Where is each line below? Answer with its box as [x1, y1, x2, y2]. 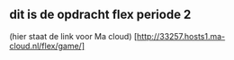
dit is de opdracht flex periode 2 [9, 7, 192, 22]
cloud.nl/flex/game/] [9, 40, 85, 51]
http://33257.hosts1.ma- [136, 30, 226, 41]
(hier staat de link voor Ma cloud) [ [9, 30, 138, 41]
